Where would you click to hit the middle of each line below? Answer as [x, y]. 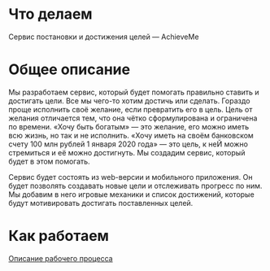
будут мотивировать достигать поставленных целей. [101, 203]
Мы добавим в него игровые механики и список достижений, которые [131, 194]
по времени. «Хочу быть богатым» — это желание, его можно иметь [129, 126]
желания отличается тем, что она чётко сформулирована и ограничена [133, 118]
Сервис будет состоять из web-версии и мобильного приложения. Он [131, 177]
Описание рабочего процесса [61, 258]
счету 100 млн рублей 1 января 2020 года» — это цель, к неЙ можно [128, 144]
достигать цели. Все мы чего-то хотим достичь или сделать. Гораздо [129, 101]
